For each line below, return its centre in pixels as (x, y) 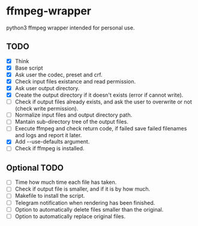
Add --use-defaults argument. (52, 142)
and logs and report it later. (48, 135)
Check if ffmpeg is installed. (49, 148)
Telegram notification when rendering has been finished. (85, 203)
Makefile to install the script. (50, 196)
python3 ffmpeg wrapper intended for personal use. (70, 28)
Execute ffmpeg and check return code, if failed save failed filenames (101, 129)
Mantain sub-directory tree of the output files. (72, 122)
